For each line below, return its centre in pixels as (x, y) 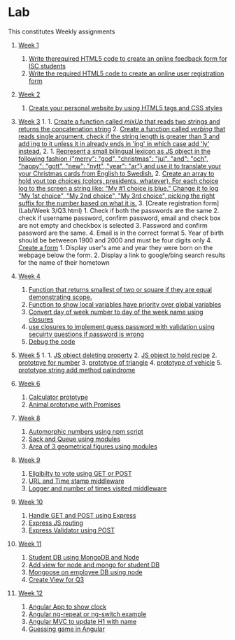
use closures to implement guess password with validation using (122, 326)
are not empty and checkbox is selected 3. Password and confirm (113, 225)
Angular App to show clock (67, 606)
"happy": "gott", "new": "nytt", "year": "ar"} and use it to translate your (120, 166)
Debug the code (52, 341)
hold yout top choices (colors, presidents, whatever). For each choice (118, 181)
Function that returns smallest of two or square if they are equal (120, 289)
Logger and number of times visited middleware (98, 488)
